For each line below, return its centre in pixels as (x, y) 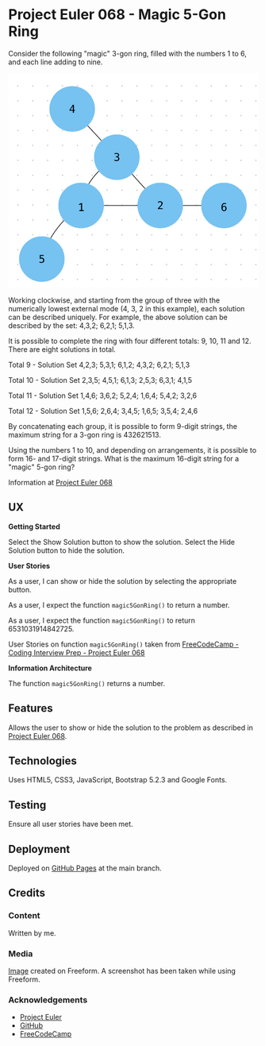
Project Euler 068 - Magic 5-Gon (117, 15)
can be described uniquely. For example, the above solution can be (118, 317)
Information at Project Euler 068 (60, 482)
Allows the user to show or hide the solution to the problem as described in (131, 728)
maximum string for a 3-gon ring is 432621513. (84, 434)
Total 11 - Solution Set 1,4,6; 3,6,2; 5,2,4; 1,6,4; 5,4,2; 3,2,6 (103, 396)
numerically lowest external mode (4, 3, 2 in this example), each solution (127, 308)
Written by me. (33, 933)
